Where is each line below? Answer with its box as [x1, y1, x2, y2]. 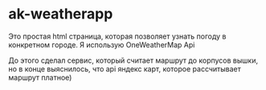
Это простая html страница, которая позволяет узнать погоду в [8, 31, 227, 41]
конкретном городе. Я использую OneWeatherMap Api [8, 39, 195, 49]
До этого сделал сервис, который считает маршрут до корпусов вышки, [8, 55, 259, 65]
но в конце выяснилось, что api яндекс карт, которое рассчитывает [8, 63, 241, 73]
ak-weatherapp [8, 5, 113, 23]
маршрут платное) [8, 72, 72, 82]
